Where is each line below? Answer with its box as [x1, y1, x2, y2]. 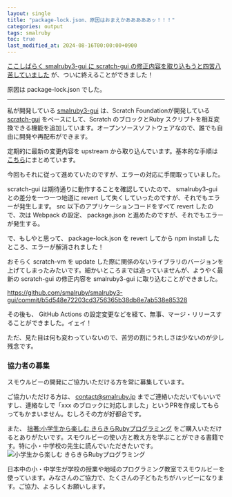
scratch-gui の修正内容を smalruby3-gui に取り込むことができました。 [20, 275, 222, 283]
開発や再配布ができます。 [19, 133, 92, 140]
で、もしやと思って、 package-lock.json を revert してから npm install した [7, 234, 220, 242]
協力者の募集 [7, 360, 50, 370]
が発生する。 [7, 220, 43, 228]
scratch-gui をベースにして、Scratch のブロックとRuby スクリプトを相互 [7, 115, 214, 123]
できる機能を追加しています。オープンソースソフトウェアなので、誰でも [12, 124, 217, 132]
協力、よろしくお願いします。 [24, 483, 109, 491]
